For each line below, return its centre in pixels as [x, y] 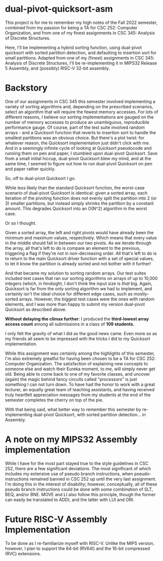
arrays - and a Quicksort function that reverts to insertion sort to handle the [81, 132]
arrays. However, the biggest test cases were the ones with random [87, 299]
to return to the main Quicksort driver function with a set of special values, [80, 258]
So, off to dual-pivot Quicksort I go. [40, 178]
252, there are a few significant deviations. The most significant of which [78, 468]
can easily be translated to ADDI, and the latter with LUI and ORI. [70, 500]
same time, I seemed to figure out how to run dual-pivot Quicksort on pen [79, 163]
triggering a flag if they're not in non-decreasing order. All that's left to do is [81, 253]
